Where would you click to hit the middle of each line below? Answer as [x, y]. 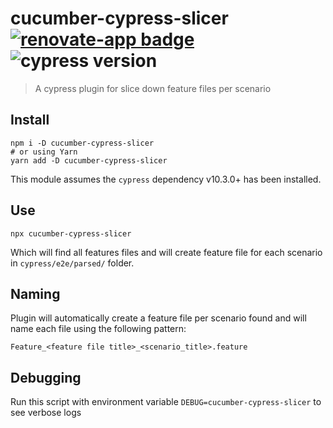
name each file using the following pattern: [98, 329]
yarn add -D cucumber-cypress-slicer [89, 160]
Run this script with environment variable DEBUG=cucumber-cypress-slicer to [166, 402]
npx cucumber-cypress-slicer [71, 233]
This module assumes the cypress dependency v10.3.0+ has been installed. [166, 179]
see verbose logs [46, 413]
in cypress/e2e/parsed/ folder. [72, 263]
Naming [35, 293]
